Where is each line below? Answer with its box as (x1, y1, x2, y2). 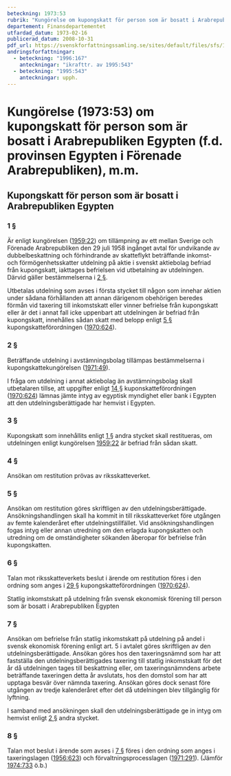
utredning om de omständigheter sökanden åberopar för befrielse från (7, 534, 207, 542)
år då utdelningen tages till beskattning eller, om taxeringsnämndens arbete (7, 664, 221, 672)
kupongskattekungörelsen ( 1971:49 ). (7, 363, 111, 372)
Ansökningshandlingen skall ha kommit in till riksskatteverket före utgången (7, 512, 221, 520)
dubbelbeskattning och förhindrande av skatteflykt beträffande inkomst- (7, 251, 212, 260)
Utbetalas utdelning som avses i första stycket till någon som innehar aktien (7, 286, 221, 295)
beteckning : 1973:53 (7, 10, 67, 17)
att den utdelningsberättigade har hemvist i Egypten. (7, 399, 156, 407)
